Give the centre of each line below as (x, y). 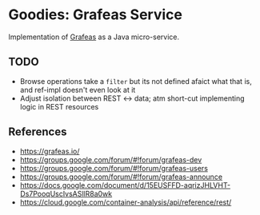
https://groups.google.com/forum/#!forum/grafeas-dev (111, 159)
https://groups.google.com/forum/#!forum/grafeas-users (114, 168)
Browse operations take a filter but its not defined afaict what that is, (136, 81)
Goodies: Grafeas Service (95, 15)
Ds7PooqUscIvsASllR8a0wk (66, 193)
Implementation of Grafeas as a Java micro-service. (94, 37)
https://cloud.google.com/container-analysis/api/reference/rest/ (126, 202)
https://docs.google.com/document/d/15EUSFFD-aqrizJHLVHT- (125, 185)
